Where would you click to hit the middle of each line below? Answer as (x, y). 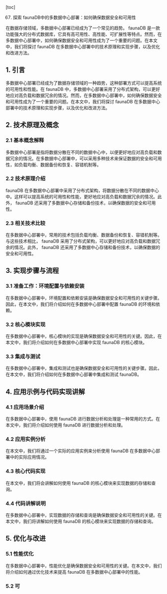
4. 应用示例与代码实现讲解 (45, 391)
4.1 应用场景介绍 (25, 407)
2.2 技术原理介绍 (26, 178)
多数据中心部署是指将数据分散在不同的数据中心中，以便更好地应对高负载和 (82, 152)
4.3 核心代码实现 (26, 471)
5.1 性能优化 (20, 554)
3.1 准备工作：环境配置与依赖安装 (45, 286)
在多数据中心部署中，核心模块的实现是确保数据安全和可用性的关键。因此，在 (84, 336)
